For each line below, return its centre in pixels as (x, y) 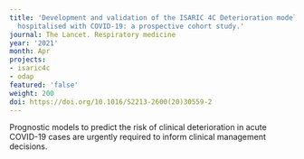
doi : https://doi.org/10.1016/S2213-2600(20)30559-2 (111, 102)
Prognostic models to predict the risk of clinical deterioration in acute (138, 127)
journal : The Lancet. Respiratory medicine (93, 34)
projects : (28, 60)
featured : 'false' (44, 85)
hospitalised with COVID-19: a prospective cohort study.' (131, 26)
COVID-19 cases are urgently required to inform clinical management (138, 137)
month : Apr (30, 51)
